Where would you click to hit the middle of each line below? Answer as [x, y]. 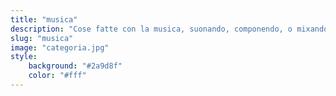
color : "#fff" [57, 76]
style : [24, 57]
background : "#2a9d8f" [75, 66]
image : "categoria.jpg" [60, 47]
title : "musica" [44, 19]
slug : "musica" [42, 38]
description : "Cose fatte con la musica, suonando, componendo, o [151, 29]
